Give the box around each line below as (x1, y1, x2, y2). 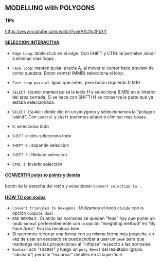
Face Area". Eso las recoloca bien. (12, 226, 81, 232)
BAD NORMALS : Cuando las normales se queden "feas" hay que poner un (12, 215, 155, 221)
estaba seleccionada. (12, 99, 55, 105)
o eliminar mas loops (12, 56, 54, 61)
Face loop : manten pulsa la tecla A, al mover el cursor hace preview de (12, 65, 154, 71)
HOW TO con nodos (5, 194, 46, 200)
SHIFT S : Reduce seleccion (12, 151, 67, 157)
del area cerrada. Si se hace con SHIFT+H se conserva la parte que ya (12, 94, 153, 100)
